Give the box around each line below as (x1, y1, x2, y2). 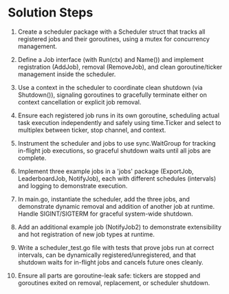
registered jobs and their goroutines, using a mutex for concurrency (17, 34, 210, 43)
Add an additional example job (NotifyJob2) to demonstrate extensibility (17, 223, 222, 231)
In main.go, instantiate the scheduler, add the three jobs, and (17, 194, 190, 203)
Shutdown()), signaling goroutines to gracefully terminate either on (17, 91, 207, 99)
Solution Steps (8, 5, 94, 21)
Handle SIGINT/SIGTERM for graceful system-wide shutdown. (17, 210, 193, 218)
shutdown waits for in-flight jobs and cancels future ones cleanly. (17, 258, 204, 266)
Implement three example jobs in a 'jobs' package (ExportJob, (17, 167, 195, 175)
